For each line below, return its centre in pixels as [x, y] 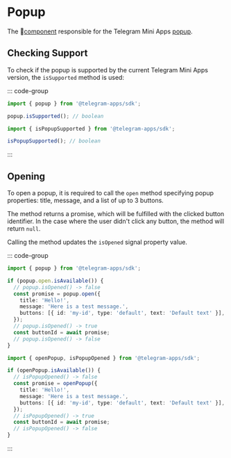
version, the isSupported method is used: [66, 77]
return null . [24, 229]
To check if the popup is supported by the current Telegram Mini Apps [108, 69]
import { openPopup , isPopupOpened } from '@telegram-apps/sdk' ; [103, 358]
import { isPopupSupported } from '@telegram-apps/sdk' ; [91, 129]
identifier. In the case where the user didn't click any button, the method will [115, 221]
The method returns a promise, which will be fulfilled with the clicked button [116, 214]
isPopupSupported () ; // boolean [54, 141]
